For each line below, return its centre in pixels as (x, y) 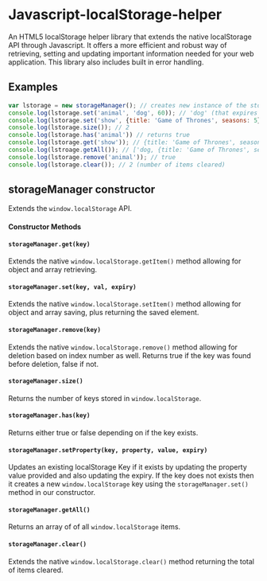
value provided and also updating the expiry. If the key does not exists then (131, 476)
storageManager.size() (46, 381)
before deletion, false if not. (54, 364)
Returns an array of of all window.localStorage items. (95, 527)
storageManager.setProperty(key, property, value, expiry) (108, 450)
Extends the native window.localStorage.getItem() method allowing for (125, 261)
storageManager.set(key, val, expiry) (72, 287)
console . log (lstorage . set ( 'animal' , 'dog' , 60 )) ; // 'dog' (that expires (133, 113)
